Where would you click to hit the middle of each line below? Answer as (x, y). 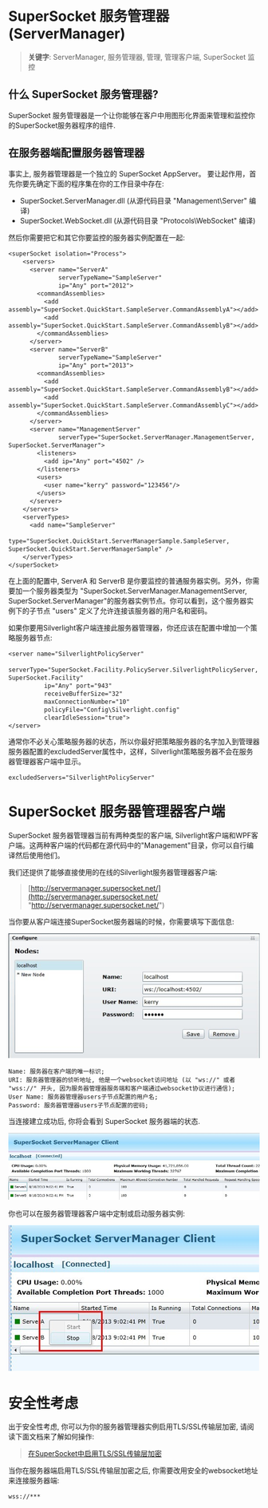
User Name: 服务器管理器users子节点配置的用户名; (83, 1097)
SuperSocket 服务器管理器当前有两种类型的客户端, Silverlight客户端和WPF (130, 835)
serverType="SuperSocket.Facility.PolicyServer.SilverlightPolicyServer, (134, 670)
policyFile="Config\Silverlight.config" (112, 710)
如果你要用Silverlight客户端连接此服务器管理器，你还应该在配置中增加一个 (130, 627)
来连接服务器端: (34, 1481)
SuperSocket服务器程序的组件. (65, 125)
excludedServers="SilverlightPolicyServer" (82, 778)
